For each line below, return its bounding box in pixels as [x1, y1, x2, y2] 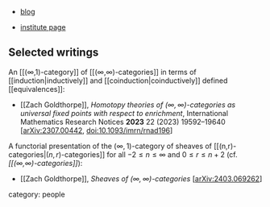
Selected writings [8, 46, 99, 60]
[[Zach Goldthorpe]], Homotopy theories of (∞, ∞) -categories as [19, 100, 236, 110]
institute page [19, 23, 66, 31]
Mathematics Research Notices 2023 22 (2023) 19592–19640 [19, 117, 226, 126]
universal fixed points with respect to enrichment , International [19, 108, 228, 118]
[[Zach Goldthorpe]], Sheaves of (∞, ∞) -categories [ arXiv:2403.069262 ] [19, 173, 263, 184]
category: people [8, 189, 66, 199]
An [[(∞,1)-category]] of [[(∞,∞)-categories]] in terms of [8, 67, 197, 77]
